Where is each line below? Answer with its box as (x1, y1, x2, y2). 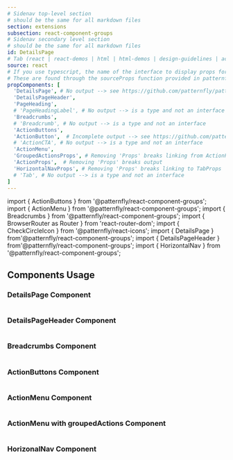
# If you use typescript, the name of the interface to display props (7, 68, 216, 75)
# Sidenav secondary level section (7, 36, 110, 43)
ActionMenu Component (7, 393, 92, 402)
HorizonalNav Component (7, 444, 97, 454)
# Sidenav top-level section (7, 10, 92, 17)
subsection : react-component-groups (7, 29, 113, 37)
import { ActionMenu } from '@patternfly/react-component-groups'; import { (7, 204, 226, 213)
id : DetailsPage (7, 49, 54, 56)
